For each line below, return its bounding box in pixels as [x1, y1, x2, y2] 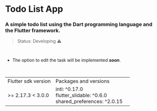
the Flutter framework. [5, 27, 61, 34]
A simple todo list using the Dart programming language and [5, 21, 153, 28]
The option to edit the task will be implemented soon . [12, 57, 121, 63]
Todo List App [5, 3, 63, 15]
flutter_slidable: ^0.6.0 [55, 92, 107, 99]
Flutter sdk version [7, 78, 51, 84]
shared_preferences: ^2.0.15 [55, 98, 123, 105]
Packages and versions [55, 78, 110, 84]
